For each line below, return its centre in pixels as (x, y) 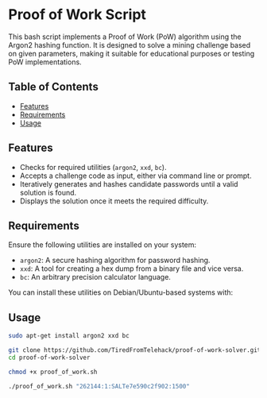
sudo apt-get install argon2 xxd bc (69, 336)
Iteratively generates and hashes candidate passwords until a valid (129, 184)
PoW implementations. (45, 62)
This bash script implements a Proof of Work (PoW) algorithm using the (125, 37)
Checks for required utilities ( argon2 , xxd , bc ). (93, 167)
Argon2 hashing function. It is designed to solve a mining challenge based (130, 44)
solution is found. (48, 192)
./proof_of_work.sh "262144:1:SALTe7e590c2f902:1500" (99, 386)
